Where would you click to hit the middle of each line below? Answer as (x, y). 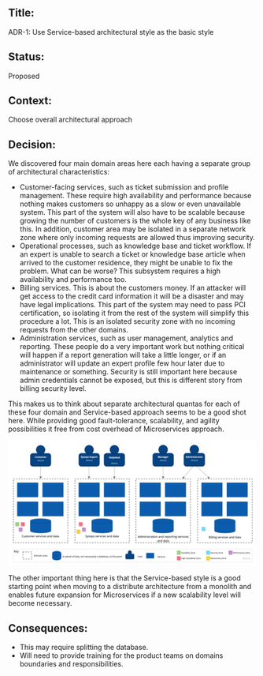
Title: (21, 13)
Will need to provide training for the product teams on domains (121, 655)
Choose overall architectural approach (70, 120)
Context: (30, 101)
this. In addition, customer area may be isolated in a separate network (133, 229)
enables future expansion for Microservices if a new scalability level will (125, 595)
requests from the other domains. (74, 330)
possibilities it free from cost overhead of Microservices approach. (116, 429)
